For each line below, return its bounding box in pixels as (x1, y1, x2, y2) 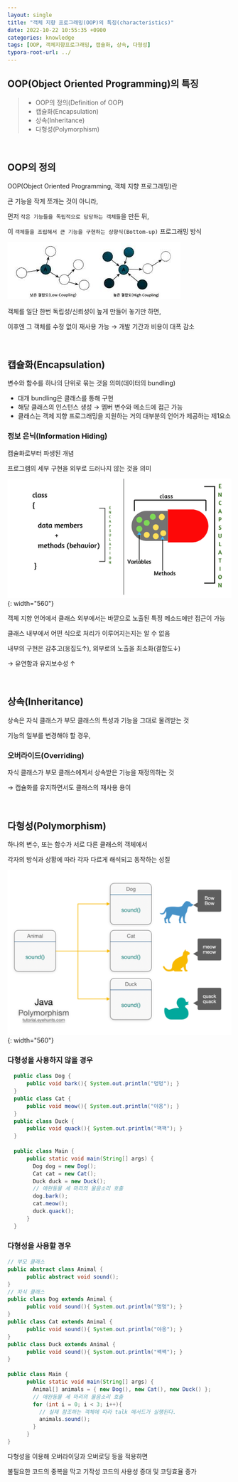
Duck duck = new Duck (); (33, 1178, 107, 1185)
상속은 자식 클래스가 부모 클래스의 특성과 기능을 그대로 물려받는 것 (7, 715, 190, 725)
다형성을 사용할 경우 (7, 1241, 72, 1251)
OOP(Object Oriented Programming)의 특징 (7, 78, 199, 90)
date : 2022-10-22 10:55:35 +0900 (7, 26, 107, 33)
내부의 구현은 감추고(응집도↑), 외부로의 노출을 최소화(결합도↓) (7, 644, 181, 653)
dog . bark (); (33, 1193, 69, 1200)
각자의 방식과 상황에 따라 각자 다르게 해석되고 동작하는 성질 (7, 855, 171, 863)
